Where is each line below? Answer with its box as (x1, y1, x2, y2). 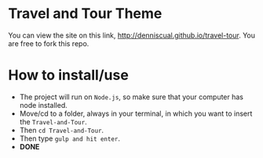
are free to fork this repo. (8, 38, 89, 48)
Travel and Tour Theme (8, 5, 163, 23)
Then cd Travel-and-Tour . (19, 125, 104, 135)
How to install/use (8, 66, 130, 84)
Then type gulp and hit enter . (19, 134, 120, 143)
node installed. (19, 100, 68, 110)
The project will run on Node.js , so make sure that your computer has (19, 92, 243, 102)
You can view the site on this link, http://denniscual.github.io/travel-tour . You (8, 31, 255, 40)
